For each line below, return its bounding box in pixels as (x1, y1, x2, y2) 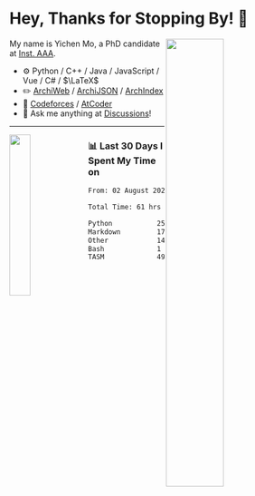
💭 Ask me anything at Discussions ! (22, 108, 152, 119)
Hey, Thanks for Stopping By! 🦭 (9, 8, 249, 29)
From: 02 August (88, 186, 149, 196)
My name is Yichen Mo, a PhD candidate (9, 38, 161, 49)
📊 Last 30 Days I (88, 140, 164, 152)
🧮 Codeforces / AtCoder (22, 98, 113, 109)
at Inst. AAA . (9, 47, 56, 58)
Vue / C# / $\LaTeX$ (22, 74, 99, 85)
